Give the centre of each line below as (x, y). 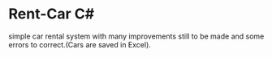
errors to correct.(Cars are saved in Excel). (80, 44)
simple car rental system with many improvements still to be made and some (136, 36)
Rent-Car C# (52, 14)
